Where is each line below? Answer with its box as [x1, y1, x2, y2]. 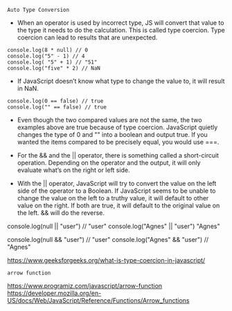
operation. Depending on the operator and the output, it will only [17, 159, 201, 167]
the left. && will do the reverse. [17, 209, 105, 217]
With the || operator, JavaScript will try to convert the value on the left [17, 180, 217, 187]
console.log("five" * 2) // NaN [7, 65, 100, 72]
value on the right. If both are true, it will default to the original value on [17, 201, 220, 209]
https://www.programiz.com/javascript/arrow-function [7, 282, 163, 290]
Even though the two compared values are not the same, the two [17, 116, 202, 124]
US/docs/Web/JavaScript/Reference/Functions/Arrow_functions [7, 296, 190, 304]
